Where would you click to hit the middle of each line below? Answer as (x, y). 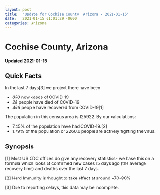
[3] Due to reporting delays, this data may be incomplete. (62, 187)
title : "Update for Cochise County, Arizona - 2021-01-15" (67, 14)
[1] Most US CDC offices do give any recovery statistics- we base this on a (80, 158)
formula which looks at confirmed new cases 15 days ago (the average (76, 163)
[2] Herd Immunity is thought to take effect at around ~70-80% (68, 178)
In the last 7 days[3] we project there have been (53, 87)
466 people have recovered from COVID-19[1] (58, 107)
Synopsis (19, 147)
